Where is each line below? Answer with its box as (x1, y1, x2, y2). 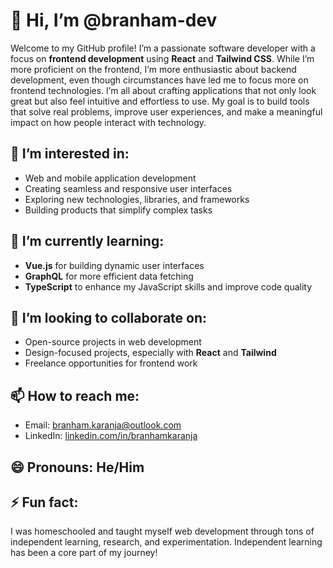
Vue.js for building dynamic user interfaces (24, 259, 205, 271)
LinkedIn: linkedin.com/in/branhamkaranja (24, 430, 198, 442)
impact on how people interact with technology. (10, 116, 207, 128)
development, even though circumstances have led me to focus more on (10, 74, 309, 86)
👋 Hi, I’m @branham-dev (10, 9, 218, 32)
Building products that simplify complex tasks (24, 204, 213, 216)
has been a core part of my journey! (10, 547, 158, 559)
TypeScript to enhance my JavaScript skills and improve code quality (24, 280, 313, 293)
